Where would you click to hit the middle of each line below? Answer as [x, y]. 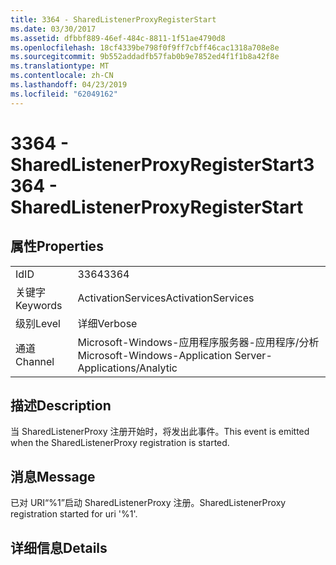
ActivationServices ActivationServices [166, 298]
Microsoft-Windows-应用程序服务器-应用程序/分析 [198, 342]
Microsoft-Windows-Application [155, 355]
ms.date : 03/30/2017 [53, 29]
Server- [253, 355]
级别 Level [38, 323]
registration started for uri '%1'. [74, 514]
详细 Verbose [107, 323]
